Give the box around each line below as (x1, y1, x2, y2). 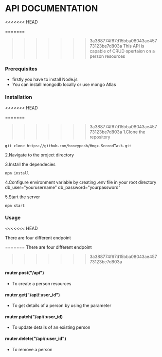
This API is (123, 43, 144, 49)
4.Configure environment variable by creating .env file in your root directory (5, 179, 157, 185)
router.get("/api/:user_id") (5, 292, 60, 298)
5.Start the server (5, 194, 40, 200)
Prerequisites (5, 65, 37, 72)
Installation (5, 94, 33, 101)
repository (90, 134, 110, 140)
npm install (5, 170, 29, 175)
